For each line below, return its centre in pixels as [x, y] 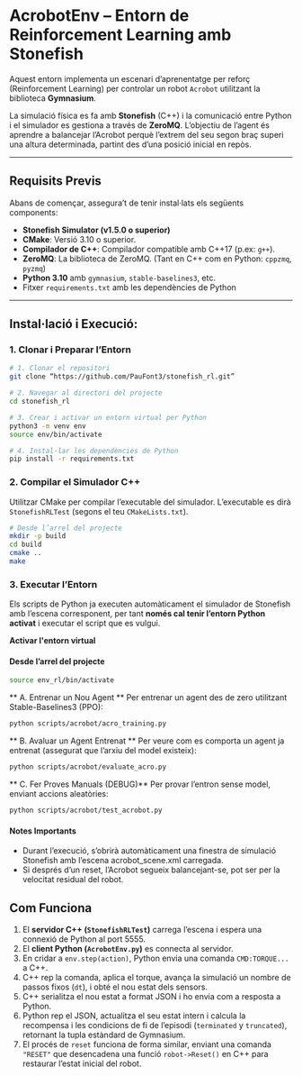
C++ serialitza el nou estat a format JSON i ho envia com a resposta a [151, 996]
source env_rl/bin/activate [62, 680]
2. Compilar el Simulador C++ [75, 482]
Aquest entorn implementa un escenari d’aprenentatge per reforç [130, 78]
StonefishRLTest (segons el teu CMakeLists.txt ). [99, 511]
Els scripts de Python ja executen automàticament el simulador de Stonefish [150, 604]
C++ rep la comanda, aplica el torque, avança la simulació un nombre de [156, 977]
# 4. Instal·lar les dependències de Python [94, 451]
